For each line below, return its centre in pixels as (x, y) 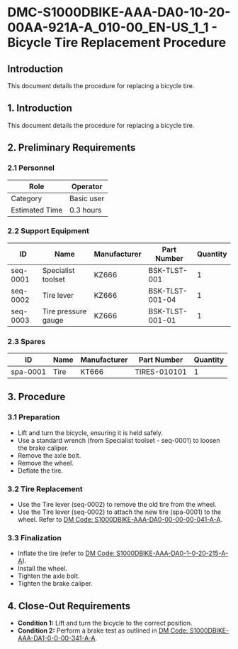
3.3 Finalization (34, 538)
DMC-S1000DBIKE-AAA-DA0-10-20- (119, 12)
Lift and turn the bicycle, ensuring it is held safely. (90, 433)
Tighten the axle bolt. (49, 576)
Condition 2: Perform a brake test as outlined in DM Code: (103, 631)
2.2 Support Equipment (49, 231)
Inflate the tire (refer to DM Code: (66, 553)
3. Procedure (36, 397)
